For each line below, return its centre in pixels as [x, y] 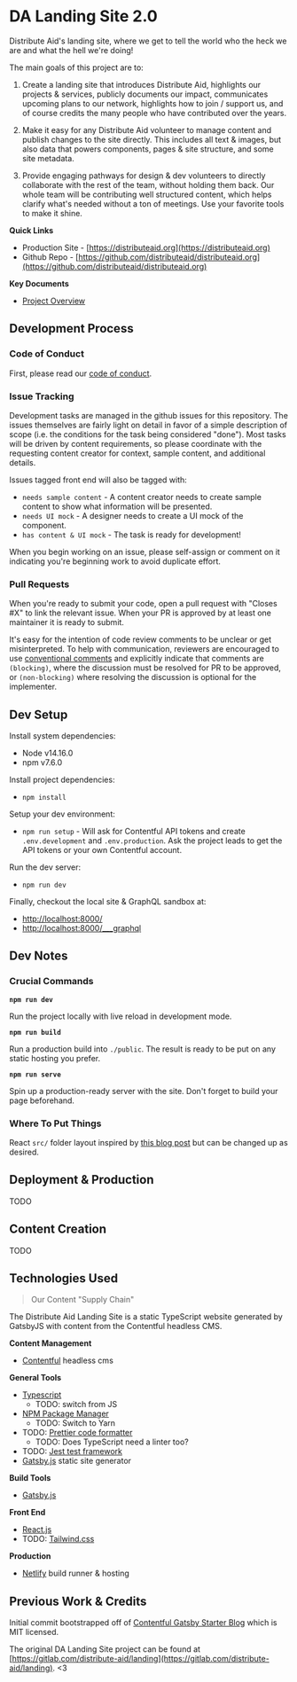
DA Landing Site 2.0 [83, 16]
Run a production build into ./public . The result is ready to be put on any [143, 1049]
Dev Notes [39, 956]
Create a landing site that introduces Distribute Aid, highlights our [141, 84]
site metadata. [48, 158]
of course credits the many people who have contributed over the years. [154, 113]
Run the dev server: [45, 867]
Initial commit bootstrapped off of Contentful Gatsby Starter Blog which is [143, 1623]
